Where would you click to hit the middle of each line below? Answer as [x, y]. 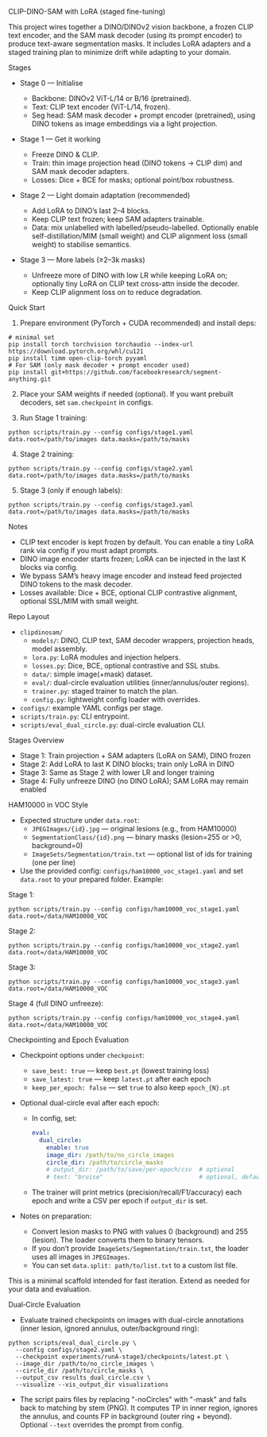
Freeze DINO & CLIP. [65, 155]
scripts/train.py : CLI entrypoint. [74, 716]
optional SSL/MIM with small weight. [79, 601]
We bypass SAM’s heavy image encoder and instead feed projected [131, 576]
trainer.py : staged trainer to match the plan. [105, 691]
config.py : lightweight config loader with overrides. [116, 699]
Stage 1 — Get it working [60, 139]
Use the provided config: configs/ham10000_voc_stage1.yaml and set [132, 871]
